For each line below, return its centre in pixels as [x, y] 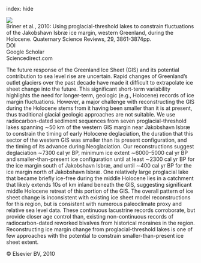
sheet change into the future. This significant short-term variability [88, 89]
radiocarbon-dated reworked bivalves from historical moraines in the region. [100, 223]
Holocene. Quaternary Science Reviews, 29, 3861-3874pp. [79, 39]
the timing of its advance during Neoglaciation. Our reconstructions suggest [100, 146]
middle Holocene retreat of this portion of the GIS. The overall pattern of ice [100, 191]
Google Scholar [25, 52]
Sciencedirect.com [29, 58]
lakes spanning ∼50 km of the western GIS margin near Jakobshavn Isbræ [98, 127]
